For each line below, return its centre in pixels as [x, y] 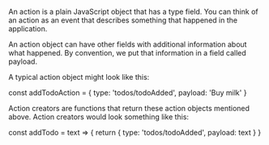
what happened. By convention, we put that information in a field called [128, 53]
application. [28, 29]
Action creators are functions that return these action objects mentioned [129, 108]
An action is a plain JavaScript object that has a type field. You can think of [133, 12]
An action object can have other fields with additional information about [128, 44]
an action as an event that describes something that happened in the [123, 20]
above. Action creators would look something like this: [98, 117]
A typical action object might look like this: [79, 77]
